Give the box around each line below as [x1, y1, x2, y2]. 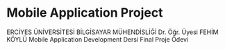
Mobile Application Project [6, 5, 163, 21]
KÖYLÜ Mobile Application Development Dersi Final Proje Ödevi [6, 35, 189, 43]
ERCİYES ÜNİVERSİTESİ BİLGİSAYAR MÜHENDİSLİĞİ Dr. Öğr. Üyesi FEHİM [6, 28, 219, 36]
